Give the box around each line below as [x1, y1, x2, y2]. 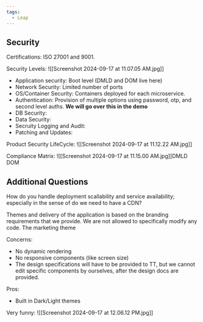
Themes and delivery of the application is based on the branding [6, 211, 169, 218]
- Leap [12, 15, 29, 21]
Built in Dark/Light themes [15, 297, 81, 305]
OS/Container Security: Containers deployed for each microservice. [15, 90, 186, 98]
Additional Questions [6, 176, 88, 187]
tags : [6, 9, 20, 15]
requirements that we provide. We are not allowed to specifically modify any [6, 218, 198, 225]
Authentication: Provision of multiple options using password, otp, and [15, 96, 192, 104]
